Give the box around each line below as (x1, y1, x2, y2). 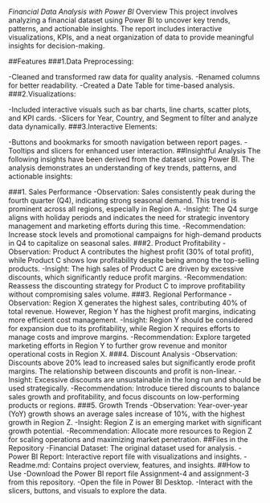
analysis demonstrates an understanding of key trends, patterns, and (8, 163, 237, 172)
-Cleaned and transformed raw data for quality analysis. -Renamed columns (8, 72, 260, 81)
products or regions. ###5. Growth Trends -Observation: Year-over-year (8, 401, 248, 410)
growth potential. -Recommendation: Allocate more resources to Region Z (8, 426, 252, 436)
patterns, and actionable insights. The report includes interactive (8, 24, 223, 33)
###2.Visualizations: (8, 89, 76, 99)
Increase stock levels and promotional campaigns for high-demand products (8, 230, 262, 239)
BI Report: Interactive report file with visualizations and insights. (31, 452, 243, 461)
